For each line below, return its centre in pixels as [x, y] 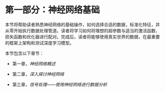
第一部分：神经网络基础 [53, 10]
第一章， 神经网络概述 [34, 64]
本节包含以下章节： [25, 53]
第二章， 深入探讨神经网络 [38, 74]
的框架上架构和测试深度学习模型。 [40, 43]
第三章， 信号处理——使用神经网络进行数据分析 [59, 84]
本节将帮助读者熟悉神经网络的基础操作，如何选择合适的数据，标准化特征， [80, 24]
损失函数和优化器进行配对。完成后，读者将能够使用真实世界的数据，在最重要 [82, 37]
